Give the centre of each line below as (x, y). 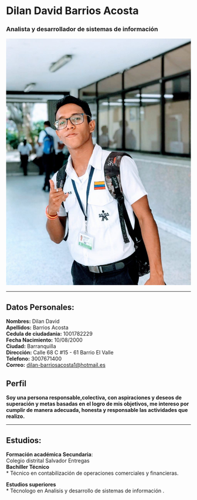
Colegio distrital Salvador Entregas (48, 460)
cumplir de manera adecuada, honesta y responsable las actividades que (97, 410)
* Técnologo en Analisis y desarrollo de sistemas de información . (85, 491)
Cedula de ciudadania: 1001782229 (49, 334)
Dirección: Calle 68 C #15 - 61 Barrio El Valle (60, 353)
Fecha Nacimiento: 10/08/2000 (45, 340)
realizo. (16, 416)
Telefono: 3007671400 (34, 359)
